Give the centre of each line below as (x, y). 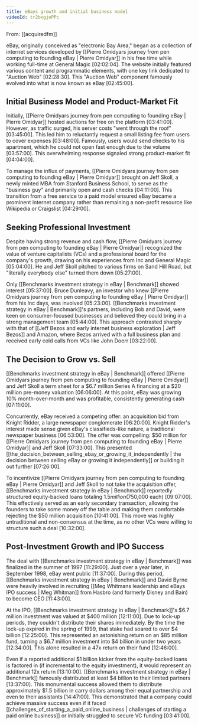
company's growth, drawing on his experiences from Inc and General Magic (99, 260)
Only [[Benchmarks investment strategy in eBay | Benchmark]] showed (92, 285)
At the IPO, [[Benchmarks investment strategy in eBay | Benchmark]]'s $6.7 (98, 610)
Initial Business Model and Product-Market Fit (92, 101)
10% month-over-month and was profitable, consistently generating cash (95, 399)
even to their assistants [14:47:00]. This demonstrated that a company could (99, 697)
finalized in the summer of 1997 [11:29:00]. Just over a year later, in (88, 567)
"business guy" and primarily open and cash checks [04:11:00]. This (89, 190)
